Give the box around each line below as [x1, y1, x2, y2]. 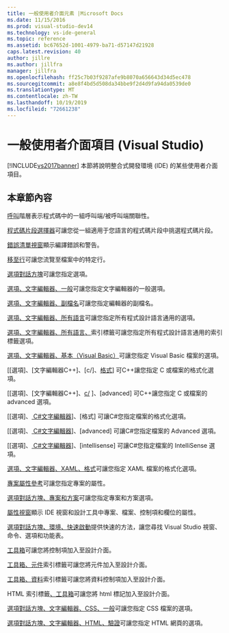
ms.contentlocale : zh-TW [7, 93, 78, 100]
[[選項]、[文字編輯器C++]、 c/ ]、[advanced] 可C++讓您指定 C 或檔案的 [7, 389, 208, 397]
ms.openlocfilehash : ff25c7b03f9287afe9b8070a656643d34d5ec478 [7, 73, 191, 81]
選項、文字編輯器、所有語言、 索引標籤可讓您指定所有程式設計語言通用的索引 [7, 328, 223, 336]
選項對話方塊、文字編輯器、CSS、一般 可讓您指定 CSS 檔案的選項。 [7, 604, 197, 612]
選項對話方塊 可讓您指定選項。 [7, 270, 91, 278]
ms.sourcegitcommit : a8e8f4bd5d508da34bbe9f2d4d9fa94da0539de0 [7, 80, 191, 87]
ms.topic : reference [7, 36, 66, 43]
